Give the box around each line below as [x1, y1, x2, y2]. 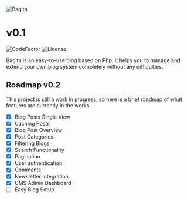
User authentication [14, 160, 63, 167]
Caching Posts [14, 120, 50, 127]
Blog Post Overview [14, 126, 63, 133]
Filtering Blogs [14, 140, 50, 147]
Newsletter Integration [14, 173, 69, 180]
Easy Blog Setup [14, 186, 54, 193]
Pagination [14, 153, 41, 160]
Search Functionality [14, 147, 64, 154]
